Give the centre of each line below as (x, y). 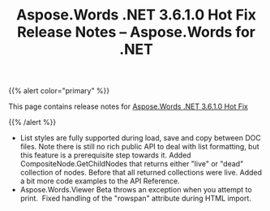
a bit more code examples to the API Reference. (100, 181)
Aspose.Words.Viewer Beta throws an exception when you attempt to (136, 190)
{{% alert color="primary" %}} (59, 91)
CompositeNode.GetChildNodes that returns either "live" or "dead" (132, 164)
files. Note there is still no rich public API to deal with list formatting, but (139, 147)
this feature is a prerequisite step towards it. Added (106, 155)
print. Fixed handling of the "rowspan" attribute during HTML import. (135, 198)
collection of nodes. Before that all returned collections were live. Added (141, 173)
